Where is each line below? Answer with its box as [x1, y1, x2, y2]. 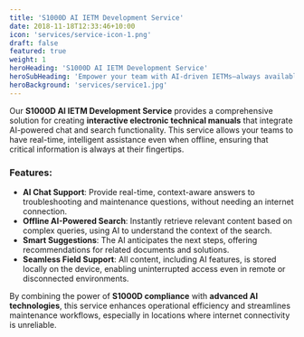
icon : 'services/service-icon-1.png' [9, 30, 152, 39]
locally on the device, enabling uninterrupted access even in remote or [22, 263, 286, 274]
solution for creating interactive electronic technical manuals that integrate [9, 115, 293, 126]
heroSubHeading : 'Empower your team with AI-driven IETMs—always [9, 72, 261, 81]
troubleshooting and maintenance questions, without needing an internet [22, 196, 294, 207]
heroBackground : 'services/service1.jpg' [9, 80, 168, 89]
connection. [22, 205, 68, 217]
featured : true [9, 47, 67, 56]
